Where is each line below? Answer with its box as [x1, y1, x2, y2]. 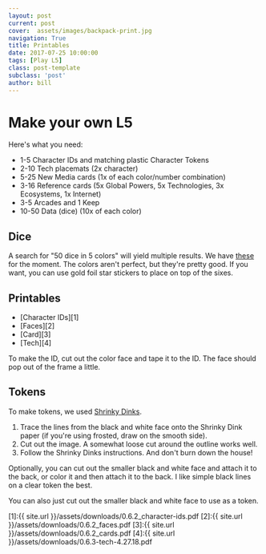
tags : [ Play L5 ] [8, 57, 62, 65]
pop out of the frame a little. [8, 362, 101, 372]
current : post [8, 19, 56, 27]
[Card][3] [19, 330, 51, 339]
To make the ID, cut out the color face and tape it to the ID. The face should [8, 354, 256, 363]
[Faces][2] [19, 321, 55, 331]
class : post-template [8, 64, 81, 72]
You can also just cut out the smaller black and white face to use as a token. [8, 495, 259, 505]
